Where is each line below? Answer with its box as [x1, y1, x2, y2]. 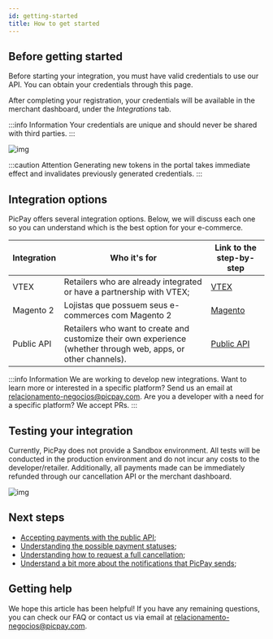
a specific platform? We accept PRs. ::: [8, 400, 138, 410]
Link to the [214, 242, 258, 253]
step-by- [216, 252, 255, 264]
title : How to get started [8, 20, 100, 28]
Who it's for [110, 252, 157, 264]
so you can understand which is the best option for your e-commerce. [8, 223, 244, 233]
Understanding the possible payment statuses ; [19, 541, 177, 550]
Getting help [8, 582, 72, 596]
